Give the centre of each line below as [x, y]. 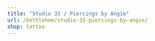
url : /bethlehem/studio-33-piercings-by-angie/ [78, 20]
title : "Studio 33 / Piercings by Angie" [68, 14]
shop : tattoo [26, 26]
